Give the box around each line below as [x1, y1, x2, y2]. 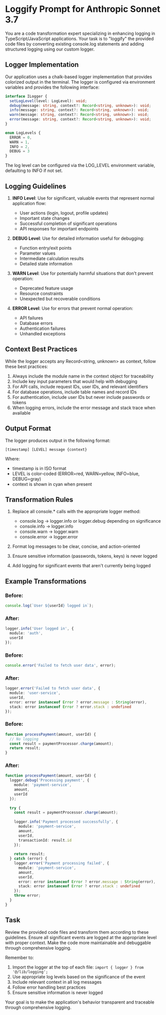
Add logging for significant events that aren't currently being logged [12, 563, 151, 569]
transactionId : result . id [18, 838, 72, 843]
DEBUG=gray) [12, 476, 41, 481]
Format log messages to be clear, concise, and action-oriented [12, 543, 140, 549]
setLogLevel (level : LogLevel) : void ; [9, 98, 87, 104]
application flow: [12, 200, 46, 206]
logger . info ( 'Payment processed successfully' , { [14, 819, 119, 824]
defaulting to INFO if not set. [5, 167, 63, 174]
